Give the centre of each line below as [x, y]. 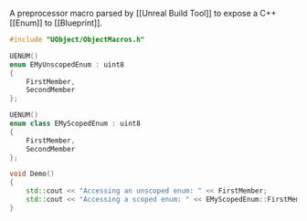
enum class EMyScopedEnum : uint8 [75, 123]
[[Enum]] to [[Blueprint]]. [56, 23]
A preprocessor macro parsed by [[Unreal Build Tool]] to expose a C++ [143, 13]
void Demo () [32, 174]
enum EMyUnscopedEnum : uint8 [67, 64]
